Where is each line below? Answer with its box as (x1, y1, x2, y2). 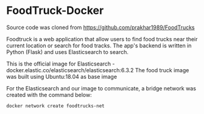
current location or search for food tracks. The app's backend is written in (6, 42, 192, 49)
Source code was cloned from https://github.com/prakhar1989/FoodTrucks (6, 24, 195, 31)
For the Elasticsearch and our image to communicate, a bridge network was (6, 84, 197, 92)
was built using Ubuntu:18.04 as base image (6, 73, 118, 80)
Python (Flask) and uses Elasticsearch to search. (6, 48, 129, 55)
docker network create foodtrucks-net (6, 102, 105, 109)
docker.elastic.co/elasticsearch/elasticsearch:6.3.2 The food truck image (6, 66, 189, 73)
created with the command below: (6, 91, 93, 98)
